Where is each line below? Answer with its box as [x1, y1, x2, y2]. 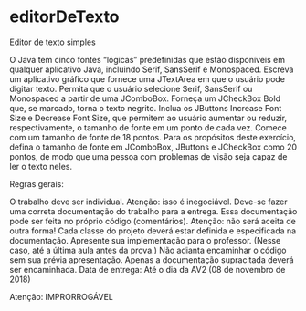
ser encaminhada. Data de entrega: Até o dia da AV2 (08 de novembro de [9, 264, 286, 275]
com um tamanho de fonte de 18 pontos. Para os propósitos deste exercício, [9, 131, 297, 142]
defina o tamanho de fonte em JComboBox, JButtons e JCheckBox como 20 [9, 141, 298, 152]
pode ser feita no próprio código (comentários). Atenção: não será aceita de [9, 215, 297, 226]
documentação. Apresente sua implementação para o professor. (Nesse [9, 234, 281, 245]
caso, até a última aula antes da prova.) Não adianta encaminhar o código [9, 244, 287, 255]
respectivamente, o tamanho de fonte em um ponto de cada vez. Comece [9, 121, 288, 133]
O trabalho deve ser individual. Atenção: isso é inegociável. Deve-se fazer [9, 196, 288, 207]
